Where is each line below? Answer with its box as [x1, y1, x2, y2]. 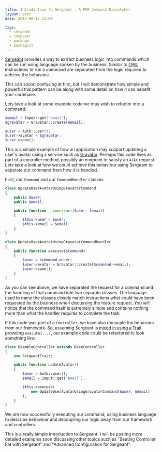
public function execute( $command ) [14, 249, 86, 253]
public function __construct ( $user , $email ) [14, 208, 105, 213]
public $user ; [14, 195, 42, 200]
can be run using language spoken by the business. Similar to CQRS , [5, 61, 139, 67]
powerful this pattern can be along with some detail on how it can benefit [5, 86, 151, 92]
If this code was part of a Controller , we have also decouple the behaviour [5, 319, 155, 325]
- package [9, 38, 29, 44]
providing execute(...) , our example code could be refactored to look [5, 330, 145, 335]
